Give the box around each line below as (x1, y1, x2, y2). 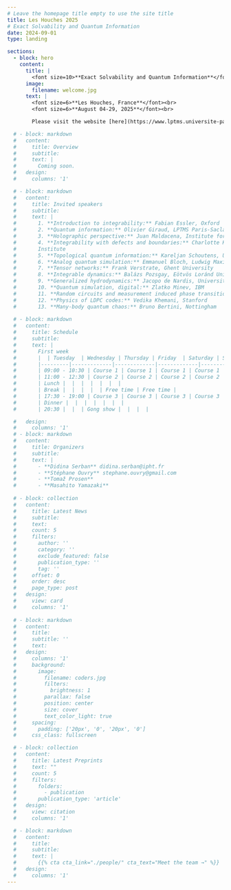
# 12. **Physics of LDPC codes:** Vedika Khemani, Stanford (13, 297, 208, 304)
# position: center (13, 700, 94, 707)
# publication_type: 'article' (13, 796, 122, 803)
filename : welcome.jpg (32, 87, 97, 94)
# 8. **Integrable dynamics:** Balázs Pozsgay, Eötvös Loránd (13, 271, 214, 278)
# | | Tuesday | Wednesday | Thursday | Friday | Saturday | (13, 354, 220, 362)
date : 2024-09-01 (7, 29, 57, 37)
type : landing (7, 36, 48, 43)
